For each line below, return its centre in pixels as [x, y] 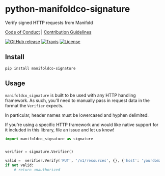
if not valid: [20, 165]
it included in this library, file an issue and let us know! [60, 130]
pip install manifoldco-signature [41, 68]
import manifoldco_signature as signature [49, 139]
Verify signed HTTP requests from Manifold [49, 23]
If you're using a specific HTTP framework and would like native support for [82, 125]
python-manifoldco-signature [68, 9]
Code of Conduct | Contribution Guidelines [48, 32]
